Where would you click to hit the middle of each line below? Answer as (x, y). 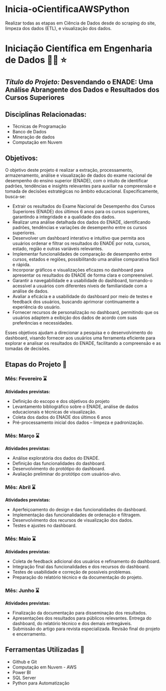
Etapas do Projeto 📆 (36, 364)
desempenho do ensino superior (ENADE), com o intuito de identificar (77, 181)
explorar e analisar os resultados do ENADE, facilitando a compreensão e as (83, 344)
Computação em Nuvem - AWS (44, 667)
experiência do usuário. (37, 307)
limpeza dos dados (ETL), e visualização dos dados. (58, 28)
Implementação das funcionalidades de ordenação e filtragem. (77, 515)
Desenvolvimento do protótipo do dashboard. (59, 469)
